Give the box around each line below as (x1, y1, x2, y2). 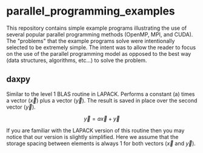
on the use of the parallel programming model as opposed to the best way (6, 50, 191, 57)
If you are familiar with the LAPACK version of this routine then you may (6, 126, 185, 134)
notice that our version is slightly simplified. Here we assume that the (6, 133, 179, 140)
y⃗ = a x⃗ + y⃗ (84, 115, 120, 122)
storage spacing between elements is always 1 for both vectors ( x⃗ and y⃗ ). (6, 140, 196, 147)
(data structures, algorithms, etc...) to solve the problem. (6, 56, 147, 64)
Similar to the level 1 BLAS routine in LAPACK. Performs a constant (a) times (6, 90, 195, 98)
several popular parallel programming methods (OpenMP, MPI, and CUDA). (6, 30, 193, 38)
